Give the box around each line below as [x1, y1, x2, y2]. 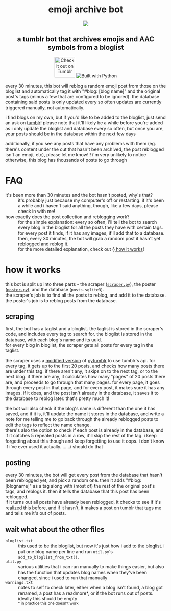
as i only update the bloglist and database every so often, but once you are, [5, 125, 164, 131]
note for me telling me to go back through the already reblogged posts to [5, 416, 159, 423]
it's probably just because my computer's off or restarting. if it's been [18, 197, 164, 203]
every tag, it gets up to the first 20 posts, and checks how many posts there [5, 363, 165, 369]
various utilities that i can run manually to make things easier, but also [18, 564, 164, 570]
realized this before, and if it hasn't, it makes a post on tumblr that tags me [5, 504, 162, 511]
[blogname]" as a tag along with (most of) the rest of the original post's [5, 483, 155, 489]
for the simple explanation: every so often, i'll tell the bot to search [18, 219, 157, 225]
